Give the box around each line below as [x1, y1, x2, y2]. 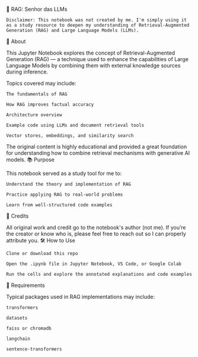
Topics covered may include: [6, 80, 77, 87]
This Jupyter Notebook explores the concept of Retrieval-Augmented [6, 49, 175, 56]
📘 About [6, 38, 26, 44]
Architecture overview [6, 112, 62, 118]
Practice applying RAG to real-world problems [6, 192, 123, 197]
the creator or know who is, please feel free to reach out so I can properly [6, 230, 187, 237]
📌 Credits [6, 212, 29, 219]
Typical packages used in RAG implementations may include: [6, 294, 155, 300]
